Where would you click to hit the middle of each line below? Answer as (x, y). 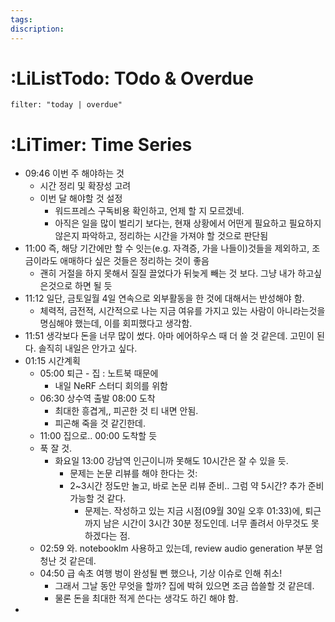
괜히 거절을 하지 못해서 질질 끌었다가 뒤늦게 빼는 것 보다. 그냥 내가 (167, 273)
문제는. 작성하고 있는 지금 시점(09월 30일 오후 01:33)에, (193, 511)
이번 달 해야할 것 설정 (81, 198)
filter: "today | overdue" (66, 105)
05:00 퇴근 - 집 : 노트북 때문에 (99, 373)
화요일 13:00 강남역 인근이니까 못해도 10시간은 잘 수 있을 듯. (171, 461)
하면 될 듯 (93, 286)
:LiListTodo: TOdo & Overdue (132, 78)
